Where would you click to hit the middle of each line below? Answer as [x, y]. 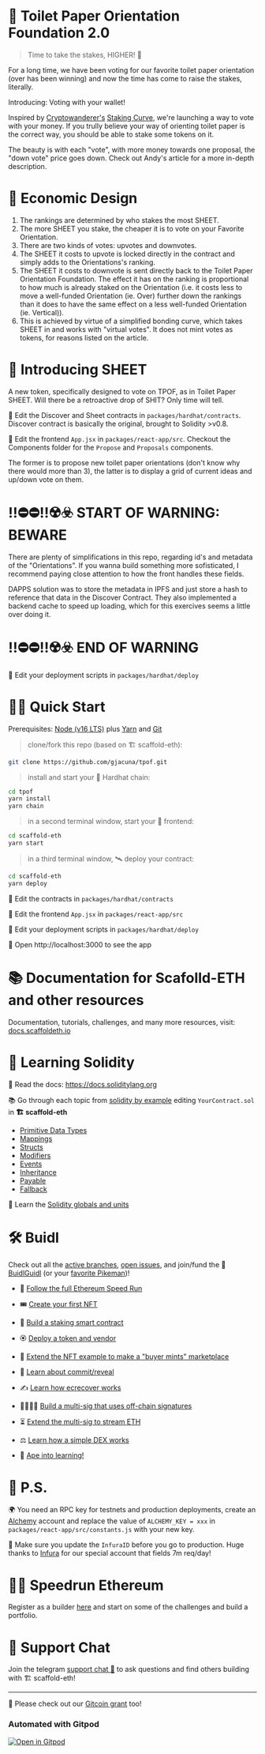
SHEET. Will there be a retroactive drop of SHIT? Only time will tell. [116, 400]
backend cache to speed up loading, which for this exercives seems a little [129, 606]
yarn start [26, 843]
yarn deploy [28, 883]
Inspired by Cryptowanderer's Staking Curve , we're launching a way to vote [131, 117]
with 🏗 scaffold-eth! [42, 1678]
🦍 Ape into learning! [52, 1455]
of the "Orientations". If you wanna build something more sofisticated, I [123, 565]
